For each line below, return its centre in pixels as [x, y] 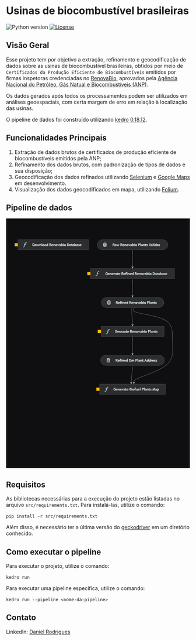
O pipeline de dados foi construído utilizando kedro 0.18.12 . [77, 119]
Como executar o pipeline [54, 552]
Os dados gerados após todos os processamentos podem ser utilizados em [97, 95]
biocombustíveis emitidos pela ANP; [58, 158]
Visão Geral [28, 45]
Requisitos [26, 484]
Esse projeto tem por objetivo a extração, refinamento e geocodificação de [96, 59]
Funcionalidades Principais [56, 138]
